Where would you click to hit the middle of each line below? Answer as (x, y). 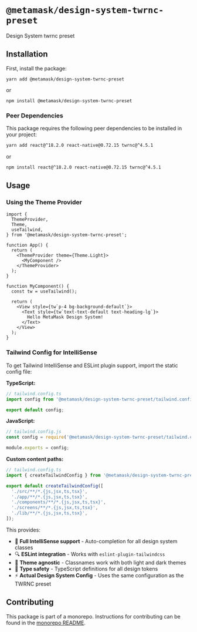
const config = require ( (36, 437)
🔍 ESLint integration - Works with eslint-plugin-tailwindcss (90, 554)
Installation (27, 54)
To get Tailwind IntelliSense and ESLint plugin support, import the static (92, 365)
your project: (21, 135)
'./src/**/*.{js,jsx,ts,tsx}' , (50, 491)
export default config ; (35, 410)
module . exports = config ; (38, 448)
